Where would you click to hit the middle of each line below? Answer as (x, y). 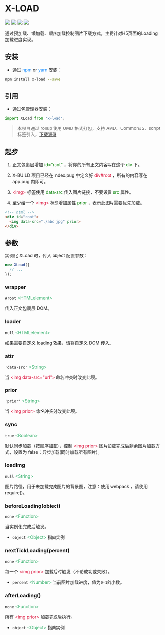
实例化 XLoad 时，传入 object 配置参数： (47, 256)
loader (13, 322)
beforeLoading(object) (33, 506)
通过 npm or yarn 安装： (37, 70)
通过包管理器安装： (32, 109)
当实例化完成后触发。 (27, 527)
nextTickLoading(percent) (37, 551)
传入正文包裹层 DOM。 (28, 308)
